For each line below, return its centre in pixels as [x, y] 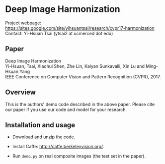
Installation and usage [40, 125]
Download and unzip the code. [44, 137]
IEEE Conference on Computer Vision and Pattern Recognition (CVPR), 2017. [83, 77]
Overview [21, 92]
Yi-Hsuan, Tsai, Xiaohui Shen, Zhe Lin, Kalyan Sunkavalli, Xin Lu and [75, 66]
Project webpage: [23, 23]
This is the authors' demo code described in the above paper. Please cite [80, 104]
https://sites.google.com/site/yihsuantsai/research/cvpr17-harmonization [80, 28]
